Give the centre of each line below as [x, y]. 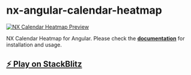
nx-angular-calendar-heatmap [84, 10]
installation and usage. [34, 45]
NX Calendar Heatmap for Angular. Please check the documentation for [95, 38]
